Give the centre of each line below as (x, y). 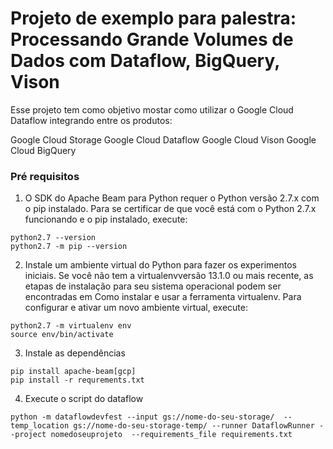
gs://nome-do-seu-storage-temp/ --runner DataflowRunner (194, 426)
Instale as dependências (75, 353)
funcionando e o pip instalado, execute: (106, 219)
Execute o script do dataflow (84, 399)
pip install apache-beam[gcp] (73, 372)
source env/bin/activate (62, 335)
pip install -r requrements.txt (77, 380)
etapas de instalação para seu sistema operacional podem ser (153, 286)
